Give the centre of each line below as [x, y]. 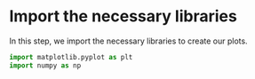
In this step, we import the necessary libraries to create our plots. [128, 41]
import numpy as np [45, 65]
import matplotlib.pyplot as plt [71, 57]
